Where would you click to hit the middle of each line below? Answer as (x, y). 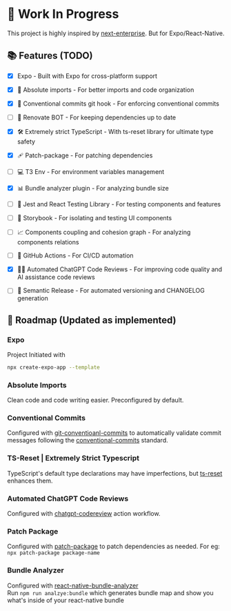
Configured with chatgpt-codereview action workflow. (84, 514)
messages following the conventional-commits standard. (88, 440)
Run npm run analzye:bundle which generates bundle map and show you (110, 592)
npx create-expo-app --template (53, 367)
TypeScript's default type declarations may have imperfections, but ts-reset (115, 473)
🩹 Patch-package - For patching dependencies (85, 155)
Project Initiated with (36, 355)
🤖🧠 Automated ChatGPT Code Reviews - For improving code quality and (120, 269)
